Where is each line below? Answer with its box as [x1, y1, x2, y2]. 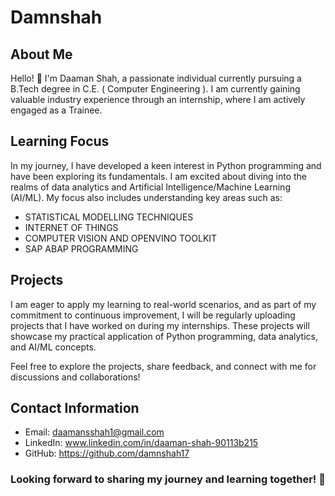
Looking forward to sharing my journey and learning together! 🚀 [10, 472, 326, 486]
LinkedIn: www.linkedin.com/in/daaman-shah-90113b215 [24, 437, 259, 449]
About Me [10, 46, 73, 63]
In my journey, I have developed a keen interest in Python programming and [10, 159, 322, 171]
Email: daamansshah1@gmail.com [24, 426, 165, 438]
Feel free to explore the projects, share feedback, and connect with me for [10, 360, 317, 372]
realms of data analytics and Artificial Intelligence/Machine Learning [10, 181, 291, 193]
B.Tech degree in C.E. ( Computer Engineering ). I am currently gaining [10, 83, 301, 95]
